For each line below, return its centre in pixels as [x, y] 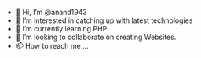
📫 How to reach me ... [52, 46]
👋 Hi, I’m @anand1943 [51, 12]
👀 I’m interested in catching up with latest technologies [104, 20]
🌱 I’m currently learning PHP [61, 29]
